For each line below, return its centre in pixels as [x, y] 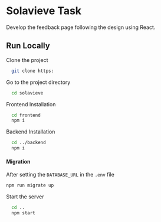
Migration [18, 161]
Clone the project [27, 60]
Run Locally [28, 46]
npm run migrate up [30, 185]
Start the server [25, 197]
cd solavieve [27, 93]
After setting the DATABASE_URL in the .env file [60, 175]
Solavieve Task [44, 11]
